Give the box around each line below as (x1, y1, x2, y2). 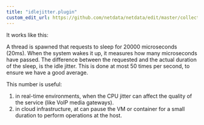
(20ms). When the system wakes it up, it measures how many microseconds (6, 49, 197, 56)
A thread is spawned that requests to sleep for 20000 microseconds (6, 43, 177, 50)
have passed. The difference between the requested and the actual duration (6, 56, 197, 63)
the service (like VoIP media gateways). (15, 98, 114, 106)
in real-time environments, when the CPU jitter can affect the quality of (15, 92, 192, 100)
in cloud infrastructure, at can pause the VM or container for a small (15, 105, 185, 112)
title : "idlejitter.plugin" (6, 8, 78, 15)
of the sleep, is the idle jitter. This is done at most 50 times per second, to (6, 62, 190, 70)
